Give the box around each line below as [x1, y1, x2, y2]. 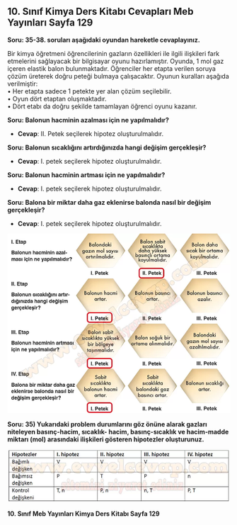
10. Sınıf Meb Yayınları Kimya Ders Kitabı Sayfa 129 [7, 509, 161, 518]
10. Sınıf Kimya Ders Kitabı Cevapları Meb [7, 6, 194, 18]
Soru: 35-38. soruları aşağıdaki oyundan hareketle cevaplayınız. [7, 35, 200, 44]
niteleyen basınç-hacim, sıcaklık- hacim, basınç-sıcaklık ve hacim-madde [7, 427, 229, 436]
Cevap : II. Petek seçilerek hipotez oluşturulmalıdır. [17, 129, 164, 137]
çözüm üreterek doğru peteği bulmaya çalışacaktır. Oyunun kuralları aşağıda [7, 72, 230, 80]
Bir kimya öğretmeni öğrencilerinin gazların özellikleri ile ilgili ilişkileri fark [7, 49, 220, 57]
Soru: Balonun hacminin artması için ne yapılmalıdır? [7, 170, 166, 179]
